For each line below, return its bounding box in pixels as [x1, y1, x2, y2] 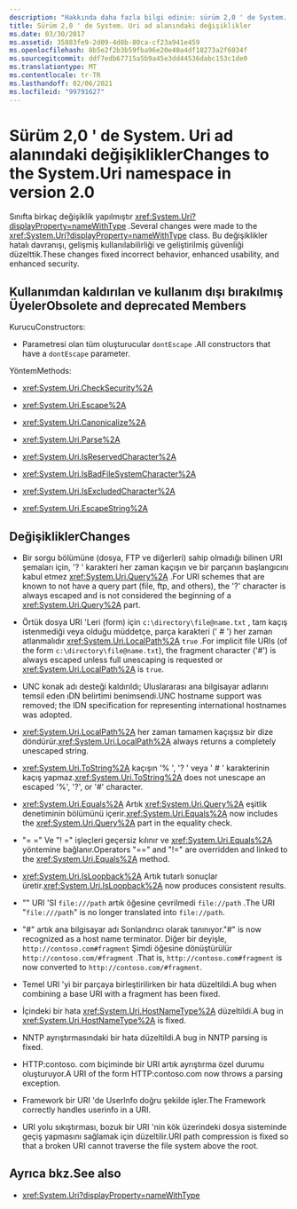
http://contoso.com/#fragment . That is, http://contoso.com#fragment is [21, 952, 283, 963]
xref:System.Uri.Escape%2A [21, 400, 127, 411]
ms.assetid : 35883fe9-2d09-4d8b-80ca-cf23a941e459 [9, 37, 200, 47]
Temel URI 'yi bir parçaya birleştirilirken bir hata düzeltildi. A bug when [21, 979, 277, 990]
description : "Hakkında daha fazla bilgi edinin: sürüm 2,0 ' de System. [9, 12, 288, 22]
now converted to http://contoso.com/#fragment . [21, 962, 202, 973]
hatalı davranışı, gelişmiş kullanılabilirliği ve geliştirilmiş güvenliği [9, 240, 244, 250]
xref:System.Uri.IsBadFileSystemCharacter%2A [21, 469, 197, 479]
